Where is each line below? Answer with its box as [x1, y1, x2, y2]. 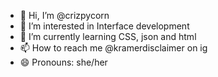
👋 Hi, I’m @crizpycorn [19, 10, 110, 21]
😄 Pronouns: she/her [19, 56, 108, 68]
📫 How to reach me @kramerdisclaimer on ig [19, 42, 208, 54]
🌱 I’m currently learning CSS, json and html [19, 31, 197, 42]
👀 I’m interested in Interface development [19, 20, 190, 32]
